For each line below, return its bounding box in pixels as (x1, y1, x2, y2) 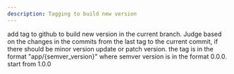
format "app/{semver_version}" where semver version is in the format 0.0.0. (7, 52, 228, 61)
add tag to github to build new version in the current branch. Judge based (7, 30, 222, 38)
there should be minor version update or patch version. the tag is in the (7, 44, 214, 53)
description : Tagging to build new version (7, 10, 137, 18)
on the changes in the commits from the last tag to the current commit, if (7, 37, 218, 46)
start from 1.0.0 (7, 59, 51, 68)
